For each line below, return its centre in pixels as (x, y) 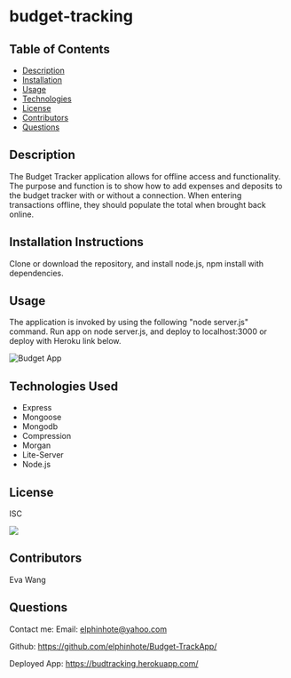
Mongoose (42, 417)
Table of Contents (60, 49)
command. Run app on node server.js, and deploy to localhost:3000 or (138, 331)
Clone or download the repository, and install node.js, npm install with (137, 263)
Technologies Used (63, 386)
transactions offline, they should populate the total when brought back (138, 204)
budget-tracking (71, 16)
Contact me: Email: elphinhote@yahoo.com (88, 629)
